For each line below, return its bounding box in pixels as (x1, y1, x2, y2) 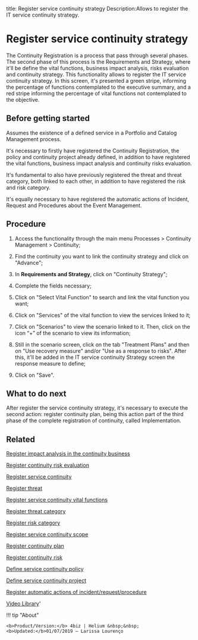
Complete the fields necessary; (14, 282, 92, 289)
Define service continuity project (6, 577, 86, 584)
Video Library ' (6, 600, 41, 607)
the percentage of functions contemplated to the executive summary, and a (6, 83, 191, 90)
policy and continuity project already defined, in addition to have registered (6, 153, 190, 160)
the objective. (6, 96, 40, 103)
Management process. (6, 135, 61, 142)
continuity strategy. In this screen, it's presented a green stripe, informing (6, 77, 186, 84)
